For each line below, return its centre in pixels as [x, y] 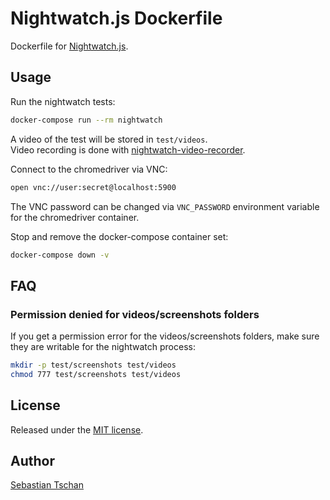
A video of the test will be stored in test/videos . [109, 139]
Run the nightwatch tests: [63, 101]
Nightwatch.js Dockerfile [116, 18]
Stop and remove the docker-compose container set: [119, 236]
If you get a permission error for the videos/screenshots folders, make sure [165, 336]
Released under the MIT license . [77, 429]
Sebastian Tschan [47, 485]
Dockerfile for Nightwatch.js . [69, 46]
